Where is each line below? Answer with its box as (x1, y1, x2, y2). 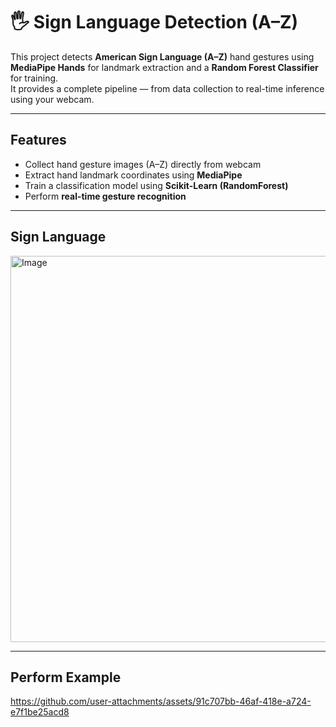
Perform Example (10, 669, 122, 686)
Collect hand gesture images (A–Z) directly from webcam (24, 158, 262, 170)
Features (10, 132, 67, 149)
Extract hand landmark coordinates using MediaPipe (24, 169, 243, 181)
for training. (10, 72, 59, 84)
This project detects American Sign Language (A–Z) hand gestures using (10, 50, 315, 63)
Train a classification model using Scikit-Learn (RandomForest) (24, 179, 289, 191)
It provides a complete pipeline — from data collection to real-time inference (10, 82, 325, 94)
